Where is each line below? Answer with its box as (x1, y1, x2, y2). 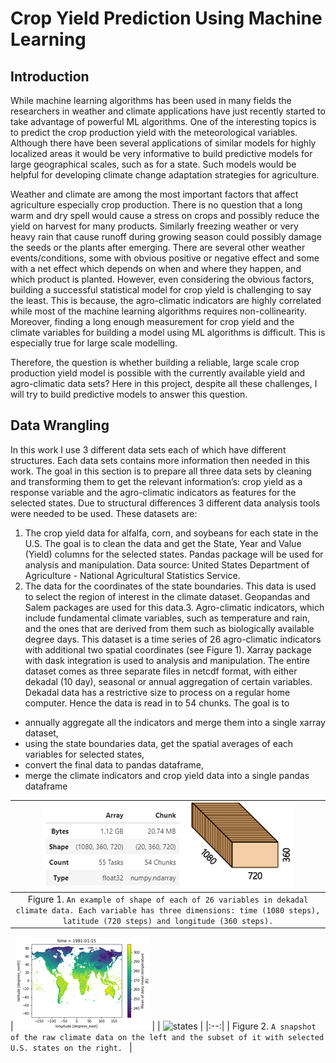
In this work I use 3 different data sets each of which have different (10, 443, 287, 456)
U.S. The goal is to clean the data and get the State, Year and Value (24, 537, 302, 549)
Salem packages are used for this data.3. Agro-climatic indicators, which (24, 601, 325, 613)
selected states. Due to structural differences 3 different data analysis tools (10, 497, 321, 509)
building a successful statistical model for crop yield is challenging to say (10, 284, 312, 296)
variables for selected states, (24, 748, 145, 760)
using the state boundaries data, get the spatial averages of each (24, 737, 294, 749)
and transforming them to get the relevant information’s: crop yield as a (10, 475, 303, 487)
